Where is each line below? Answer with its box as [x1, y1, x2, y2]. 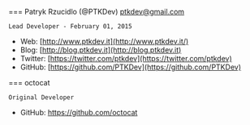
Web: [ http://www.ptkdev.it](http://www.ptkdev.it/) [19, 36, 189, 46]
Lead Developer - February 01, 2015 [8, 23, 132, 31]
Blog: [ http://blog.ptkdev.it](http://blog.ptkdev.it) [19, 45, 182, 55]
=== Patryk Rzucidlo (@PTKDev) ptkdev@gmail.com [8, 7, 185, 16]
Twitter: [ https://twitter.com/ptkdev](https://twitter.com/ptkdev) [19, 54, 233, 63]
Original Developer [8, 94, 75, 102]
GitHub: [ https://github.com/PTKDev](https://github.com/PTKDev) [19, 62, 242, 72]
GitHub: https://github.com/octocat [19, 108, 138, 117]
